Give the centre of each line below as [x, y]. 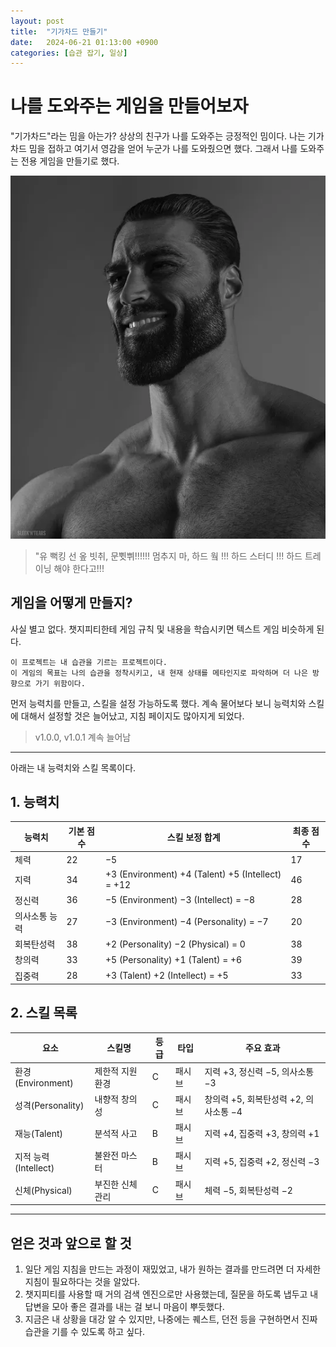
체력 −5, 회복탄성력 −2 [248, 1190]
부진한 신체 [116, 1184]
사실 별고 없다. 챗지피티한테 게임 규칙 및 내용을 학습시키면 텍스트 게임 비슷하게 [162, 629]
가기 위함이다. [60, 683]
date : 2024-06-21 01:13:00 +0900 [84, 42]
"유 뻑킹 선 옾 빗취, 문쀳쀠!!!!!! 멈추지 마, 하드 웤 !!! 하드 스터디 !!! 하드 [168, 556]
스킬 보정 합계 [193, 837]
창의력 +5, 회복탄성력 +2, [254, 1099]
